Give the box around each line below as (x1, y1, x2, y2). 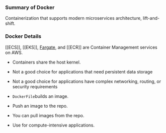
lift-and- (143, 15, 160, 21)
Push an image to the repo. (12, 103, 68, 109)
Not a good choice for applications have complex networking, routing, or (12, 78, 162, 84)
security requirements (12, 83, 58, 89)
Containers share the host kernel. (12, 59, 81, 65)
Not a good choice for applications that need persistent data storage (12, 68, 153, 74)
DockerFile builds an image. (12, 93, 69, 99)
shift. (5, 20, 16, 26)
